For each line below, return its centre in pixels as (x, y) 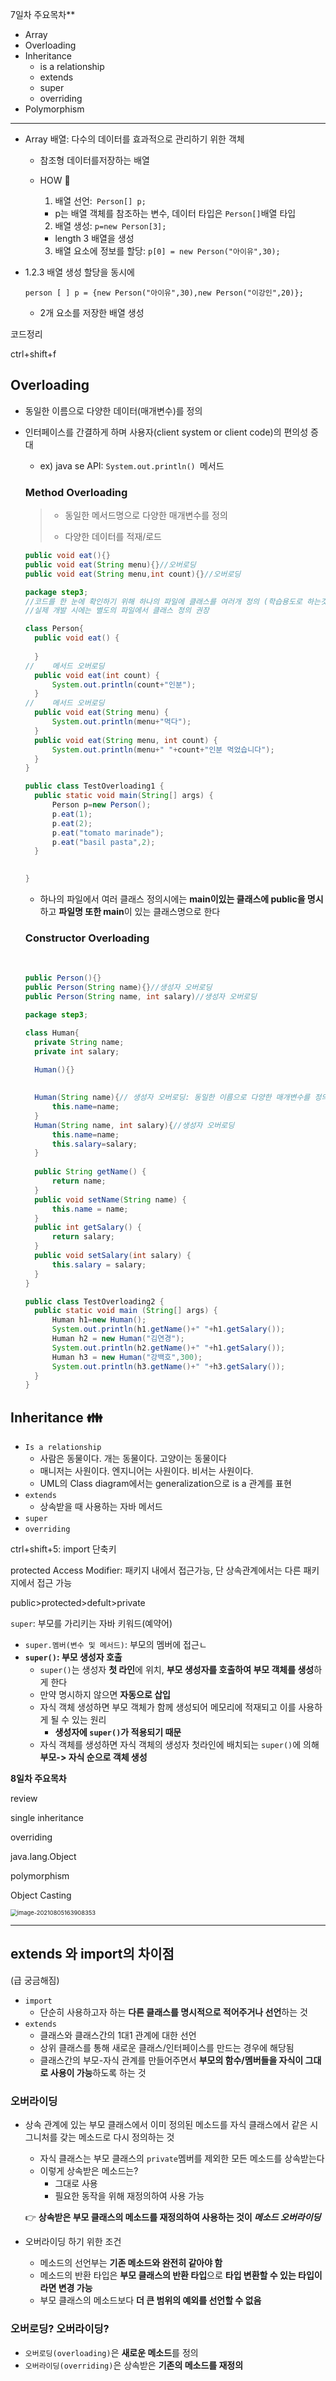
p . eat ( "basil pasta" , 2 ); (103, 842)
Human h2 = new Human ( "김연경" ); (118, 1339)
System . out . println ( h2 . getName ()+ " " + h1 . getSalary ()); (168, 1348)
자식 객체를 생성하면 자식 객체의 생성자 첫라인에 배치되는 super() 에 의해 (179, 1745)
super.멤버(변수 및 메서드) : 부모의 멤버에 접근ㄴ (116, 1645)
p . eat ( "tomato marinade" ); (108, 833)
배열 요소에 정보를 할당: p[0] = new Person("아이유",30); (167, 251)
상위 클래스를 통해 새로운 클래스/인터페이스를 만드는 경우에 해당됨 (167, 2047)
